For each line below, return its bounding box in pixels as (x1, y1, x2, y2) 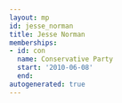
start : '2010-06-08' (17, 64, 94, 73)
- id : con (9, 47, 46, 56)
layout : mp (9, 13, 50, 22)
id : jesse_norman (9, 21, 74, 30)
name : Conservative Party (17, 55, 114, 64)
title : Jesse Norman (9, 30, 86, 39)
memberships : (9, 38, 58, 47)
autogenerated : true (9, 80, 86, 89)
